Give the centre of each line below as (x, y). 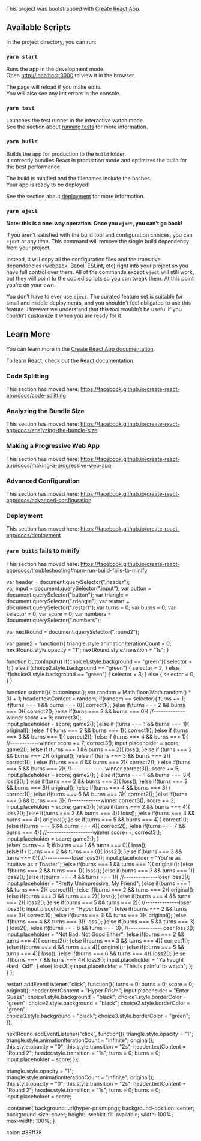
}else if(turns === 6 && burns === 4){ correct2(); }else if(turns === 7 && (96, 826)
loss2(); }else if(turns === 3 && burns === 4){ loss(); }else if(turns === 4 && (100, 813)
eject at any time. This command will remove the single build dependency (98, 241)
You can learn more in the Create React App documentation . (81, 349)
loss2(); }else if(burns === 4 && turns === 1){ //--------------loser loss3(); (98, 877)
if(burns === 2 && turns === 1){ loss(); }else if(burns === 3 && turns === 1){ (100, 870)
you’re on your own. (31, 285)
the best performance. (34, 167)
